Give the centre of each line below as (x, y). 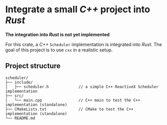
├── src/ (15, 96)
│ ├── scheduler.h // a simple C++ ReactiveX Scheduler (82, 87)
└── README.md (20, 118)
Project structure (33, 66)
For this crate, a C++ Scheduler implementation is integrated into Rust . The (84, 44)
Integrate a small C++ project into (78, 9)
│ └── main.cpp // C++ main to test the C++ (73, 100)
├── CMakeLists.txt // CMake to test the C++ (69, 109)
